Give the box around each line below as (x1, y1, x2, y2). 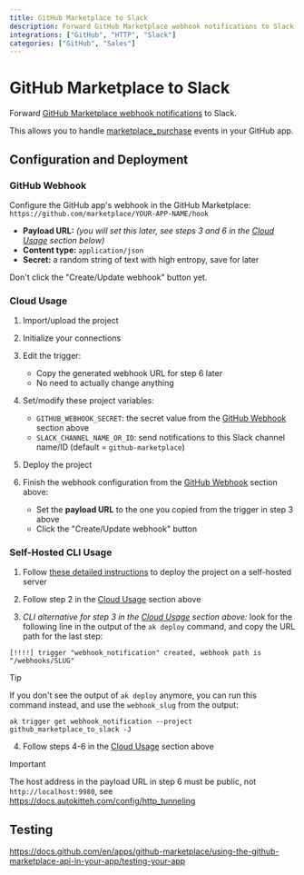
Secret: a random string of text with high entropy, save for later (22, 254, 260, 264)
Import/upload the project (22, 315, 120, 326)
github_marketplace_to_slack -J (9, 725, 132, 734)
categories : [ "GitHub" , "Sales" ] (9, 38, 136, 48)
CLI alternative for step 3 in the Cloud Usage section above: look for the (22, 612, 293, 622)
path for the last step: (22, 631, 103, 641)
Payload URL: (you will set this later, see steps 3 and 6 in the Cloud (22, 224, 275, 236)
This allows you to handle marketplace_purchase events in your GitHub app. (9, 125, 294, 136)
